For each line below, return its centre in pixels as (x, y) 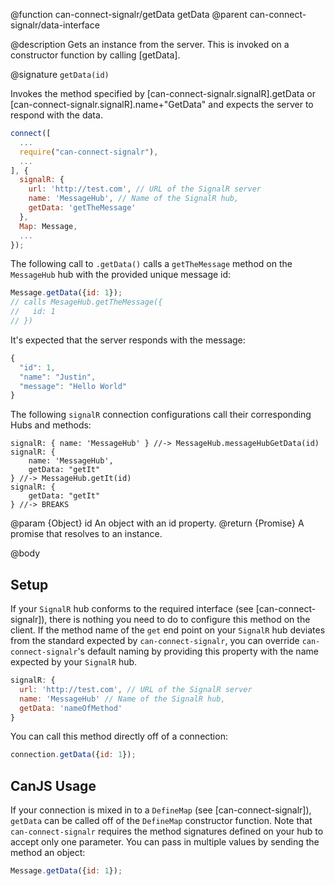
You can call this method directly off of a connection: (119, 736)
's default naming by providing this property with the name (198, 651)
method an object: (48, 853)
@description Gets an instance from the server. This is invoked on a (150, 44)
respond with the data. (56, 115)
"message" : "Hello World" (73, 386)
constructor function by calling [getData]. (95, 55)
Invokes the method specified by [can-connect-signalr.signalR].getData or (163, 93)
